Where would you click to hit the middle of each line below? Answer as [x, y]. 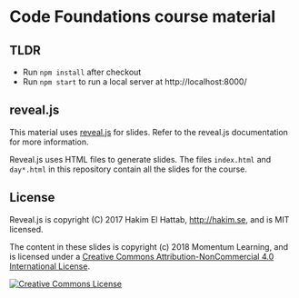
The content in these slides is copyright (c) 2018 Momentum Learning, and [149, 246]
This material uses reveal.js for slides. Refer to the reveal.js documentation [149, 132]
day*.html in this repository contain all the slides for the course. [129, 169]
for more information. [49, 142]
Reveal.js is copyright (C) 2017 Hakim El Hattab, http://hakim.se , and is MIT [149, 219]
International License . [50, 266]
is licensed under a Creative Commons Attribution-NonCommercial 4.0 [142, 256]
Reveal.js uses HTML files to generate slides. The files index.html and [140, 159]
